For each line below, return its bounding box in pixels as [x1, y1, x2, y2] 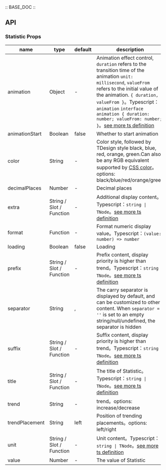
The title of [96, 367, 122, 374]
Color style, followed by [96, 138, 152, 145]
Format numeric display [96, 223, 152, 230]
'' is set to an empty [96, 311, 144, 318]
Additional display [96, 194, 138, 200]
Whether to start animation [96, 130, 159, 137]
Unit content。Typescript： [96, 434, 160, 441]
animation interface [96, 106, 144, 112]
